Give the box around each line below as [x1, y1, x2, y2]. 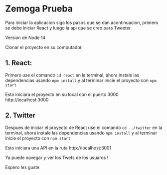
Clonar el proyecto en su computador [5, 44, 82, 50]
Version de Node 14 [5, 34, 46, 40]
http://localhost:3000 [5, 96, 49, 102]
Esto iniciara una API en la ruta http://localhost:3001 [5, 144, 112, 150]
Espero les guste [5, 164, 40, 170]
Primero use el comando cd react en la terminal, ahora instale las [5, 72, 140, 78]
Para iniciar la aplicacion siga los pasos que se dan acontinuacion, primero [5, 19, 159, 25]
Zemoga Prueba [5, 3, 73, 14]
